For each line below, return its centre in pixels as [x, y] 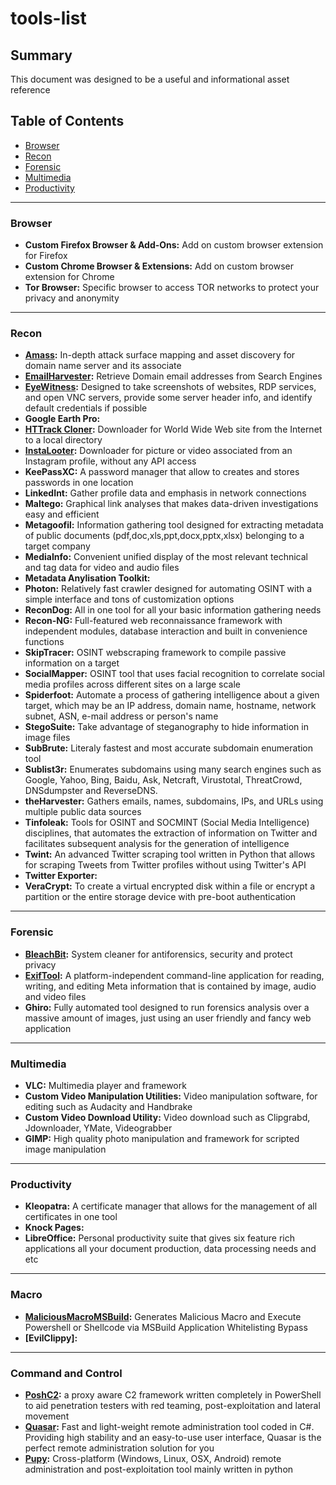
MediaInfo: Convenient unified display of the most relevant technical [166, 557]
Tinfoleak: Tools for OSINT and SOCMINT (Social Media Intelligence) [167, 823]
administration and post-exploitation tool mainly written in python [159, 1469]
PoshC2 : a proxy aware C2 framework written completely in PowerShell [173, 1394]
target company [57, 546]
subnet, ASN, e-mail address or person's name [121, 716]
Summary [41, 55]
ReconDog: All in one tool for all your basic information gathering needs [173, 610]
